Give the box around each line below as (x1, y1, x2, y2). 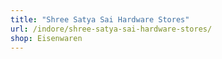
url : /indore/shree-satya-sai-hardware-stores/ (10, 24, 213, 34)
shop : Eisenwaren (10, 33, 83, 43)
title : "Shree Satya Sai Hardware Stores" (10, 14, 190, 25)
